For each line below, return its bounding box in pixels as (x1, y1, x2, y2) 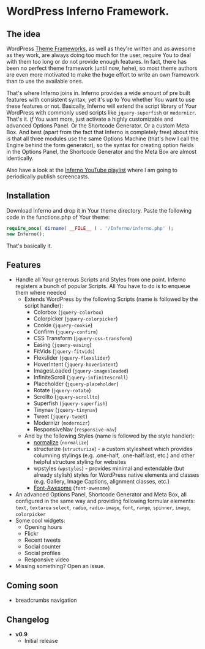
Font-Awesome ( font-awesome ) (33, 484, 110, 491)
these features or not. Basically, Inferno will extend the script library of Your (6, 102, 197, 110)
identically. (6, 154, 34, 162)
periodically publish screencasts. (6, 173, 90, 180)
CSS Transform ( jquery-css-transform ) (33, 335, 133, 342)
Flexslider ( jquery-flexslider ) (33, 354, 110, 362)
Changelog (6, 614, 50, 624)
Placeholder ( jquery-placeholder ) (33, 380, 119, 387)
